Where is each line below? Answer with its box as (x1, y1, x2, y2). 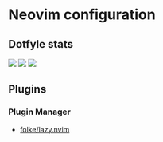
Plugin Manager (8, 106, 72, 117)
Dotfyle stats (8, 37, 74, 51)
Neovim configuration (8, 6, 157, 24)
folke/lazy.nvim (19, 124, 70, 134)
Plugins (8, 82, 47, 97)
